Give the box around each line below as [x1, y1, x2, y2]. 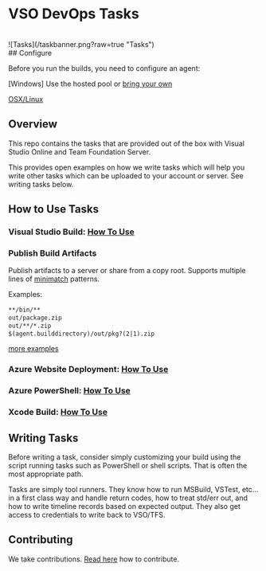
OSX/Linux [8, 94, 44, 104]
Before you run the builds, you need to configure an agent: [8, 63, 201, 72]
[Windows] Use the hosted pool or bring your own [8, 79, 173, 88]
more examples [8, 344, 59, 354]
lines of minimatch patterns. [8, 274, 100, 284]
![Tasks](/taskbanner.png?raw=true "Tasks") [8, 39, 155, 49]
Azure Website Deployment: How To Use [8, 364, 169, 375]
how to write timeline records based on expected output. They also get [8, 501, 241, 510]
